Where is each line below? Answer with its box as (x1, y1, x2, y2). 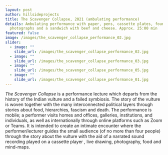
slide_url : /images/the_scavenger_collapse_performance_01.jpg (14, 77, 149, 82)
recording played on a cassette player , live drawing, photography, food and (5, 138, 161, 144)
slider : (5, 40, 21, 45)
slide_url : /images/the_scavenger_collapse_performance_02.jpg (14, 49, 149, 54)
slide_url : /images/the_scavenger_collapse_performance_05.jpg (14, 68, 149, 73)
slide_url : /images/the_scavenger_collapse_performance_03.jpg (14, 58, 149, 63)
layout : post (5, 7, 32, 12)
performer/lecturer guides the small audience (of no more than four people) (5, 128, 161, 134)
